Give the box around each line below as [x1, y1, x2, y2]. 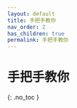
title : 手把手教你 [7, 17, 57, 24]
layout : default [7, 10, 55, 18]
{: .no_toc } [7, 93, 40, 102]
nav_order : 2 [7, 23, 46, 30]
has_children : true [7, 30, 65, 37]
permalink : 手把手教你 [7, 37, 69, 44]
